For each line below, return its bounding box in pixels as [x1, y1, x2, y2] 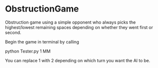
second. [5, 29, 21, 35]
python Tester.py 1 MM [5, 48, 51, 54]
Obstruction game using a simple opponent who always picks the [5, 19, 136, 25]
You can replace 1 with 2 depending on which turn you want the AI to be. [5, 57, 151, 63]
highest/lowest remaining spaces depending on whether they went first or [5, 24, 153, 30]
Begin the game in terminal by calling [5, 39, 79, 44]
